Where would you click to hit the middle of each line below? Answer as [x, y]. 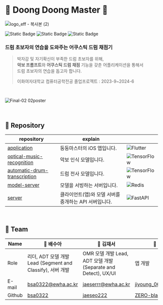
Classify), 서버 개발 [49, 270]
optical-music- [25, 156]
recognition [21, 163]
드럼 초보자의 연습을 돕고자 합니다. [49, 71]
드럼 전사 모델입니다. [82, 174]
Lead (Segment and [50, 263]
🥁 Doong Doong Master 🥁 [57, 10]
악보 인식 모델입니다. [82, 160]
